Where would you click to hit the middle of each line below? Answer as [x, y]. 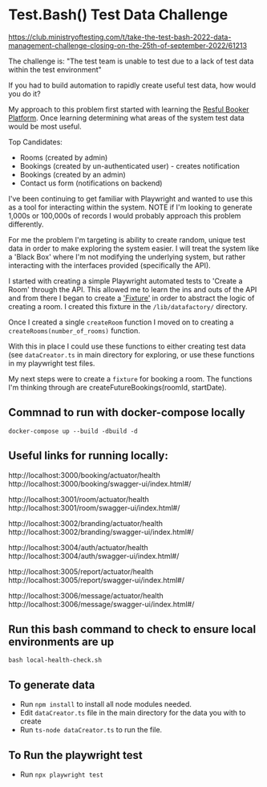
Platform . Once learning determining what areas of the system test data [126, 117]
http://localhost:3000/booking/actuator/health [84, 475]
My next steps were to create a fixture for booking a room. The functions [130, 378]
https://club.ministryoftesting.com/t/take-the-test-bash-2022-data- [120, 37]
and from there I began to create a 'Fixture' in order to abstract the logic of [131, 298]
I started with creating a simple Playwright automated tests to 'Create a [125, 281]
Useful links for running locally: [88, 456]
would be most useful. [45, 126]
